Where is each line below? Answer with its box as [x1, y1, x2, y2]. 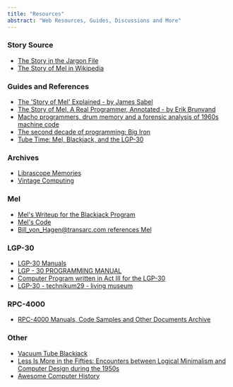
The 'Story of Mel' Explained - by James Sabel [17, 98, 153, 106]
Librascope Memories [17, 169, 82, 178]
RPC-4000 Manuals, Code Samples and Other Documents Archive [17, 316, 211, 324]
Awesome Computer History [17, 371, 100, 380]
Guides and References [7, 81, 90, 91]
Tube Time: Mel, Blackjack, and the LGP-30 [17, 135, 144, 144]
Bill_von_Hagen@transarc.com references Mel [17, 225, 152, 233]
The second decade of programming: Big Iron [17, 128, 150, 137]
